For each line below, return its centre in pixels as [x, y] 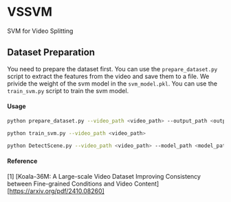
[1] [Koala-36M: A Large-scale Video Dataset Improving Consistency [104, 176]
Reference [22, 161]
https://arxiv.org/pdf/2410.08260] [57, 191]
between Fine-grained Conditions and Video [70, 184]
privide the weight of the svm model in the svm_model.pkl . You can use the [112, 84]
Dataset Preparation [51, 52]
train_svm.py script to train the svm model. [68, 90]
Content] [146, 184]
